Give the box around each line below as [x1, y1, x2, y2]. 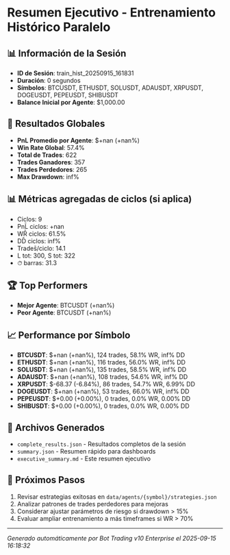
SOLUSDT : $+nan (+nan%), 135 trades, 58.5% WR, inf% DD [16, 365, 187, 374]
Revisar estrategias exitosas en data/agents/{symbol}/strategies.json [16, 492, 217, 501]
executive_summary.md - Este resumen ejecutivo [16, 454, 151, 463]
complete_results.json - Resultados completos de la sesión [16, 440, 186, 448]
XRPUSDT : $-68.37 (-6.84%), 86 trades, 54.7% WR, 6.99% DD [16, 380, 196, 388]
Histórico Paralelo [7, 19, 111, 35]
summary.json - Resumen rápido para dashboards [16, 447, 156, 456]
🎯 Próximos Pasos [7, 474, 86, 486]
